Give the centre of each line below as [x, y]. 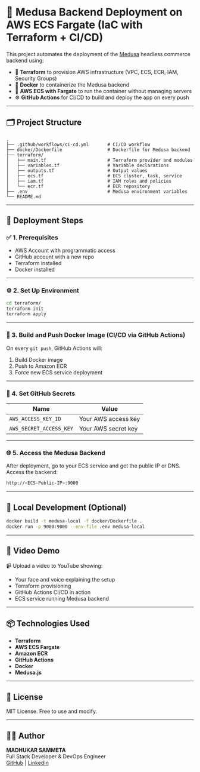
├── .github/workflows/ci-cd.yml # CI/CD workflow [78, 144]
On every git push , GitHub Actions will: [54, 348]
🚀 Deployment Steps [45, 221]
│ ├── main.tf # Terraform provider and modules [100, 160]
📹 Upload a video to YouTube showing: [54, 565]
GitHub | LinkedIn [27, 762]
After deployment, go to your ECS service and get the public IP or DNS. [93, 466]
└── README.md [24, 196]
